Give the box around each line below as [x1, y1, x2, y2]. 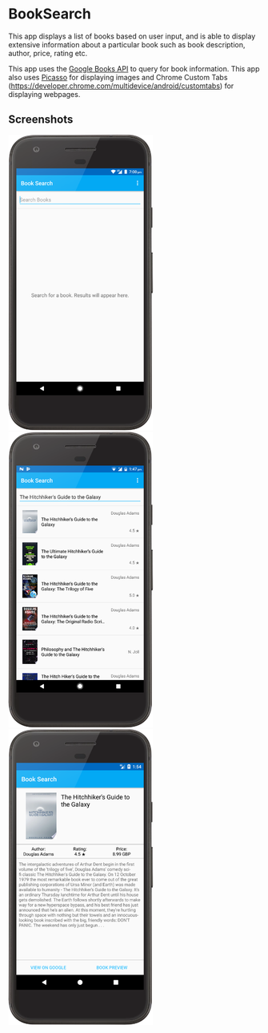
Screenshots [8, 113, 74, 127]
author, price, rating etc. [8, 48, 88, 58]
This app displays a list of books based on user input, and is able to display [8, 31, 256, 41]
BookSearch [8, 5, 92, 23]
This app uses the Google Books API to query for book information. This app [8, 63, 260, 73]
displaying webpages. [8, 89, 81, 99]
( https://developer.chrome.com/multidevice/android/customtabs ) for [8, 81, 234, 91]
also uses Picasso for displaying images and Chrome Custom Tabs [8, 72, 228, 82]
